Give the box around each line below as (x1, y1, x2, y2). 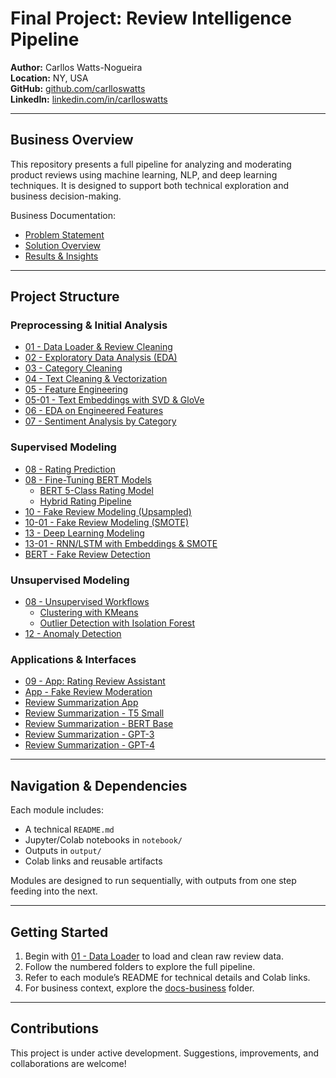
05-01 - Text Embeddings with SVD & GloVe (24, 394, 205, 406)
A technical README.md (24, 823, 115, 836)
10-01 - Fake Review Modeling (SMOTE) (24, 516, 190, 528)
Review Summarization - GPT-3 (24, 728, 155, 741)
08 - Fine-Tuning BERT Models (24, 473, 152, 486)
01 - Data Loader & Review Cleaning (24, 341, 173, 353)
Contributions (10, 1020, 99, 1037)
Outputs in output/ (24, 845, 102, 857)
